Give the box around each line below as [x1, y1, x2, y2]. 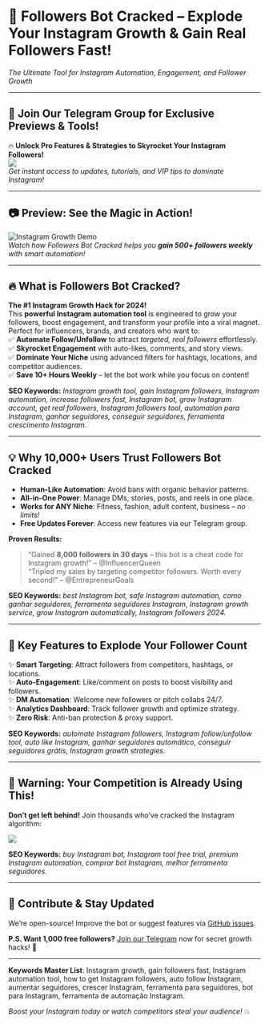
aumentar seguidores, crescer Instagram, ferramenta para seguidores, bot [8, 982, 254, 992]
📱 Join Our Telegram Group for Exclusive [8, 107, 215, 121]
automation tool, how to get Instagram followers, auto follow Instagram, [8, 974, 243, 983]
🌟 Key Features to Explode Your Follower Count [8, 638, 248, 652]
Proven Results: [8, 534, 62, 544]
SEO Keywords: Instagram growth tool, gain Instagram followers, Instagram [8, 386, 259, 396]
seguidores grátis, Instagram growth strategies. [8, 746, 166, 755]
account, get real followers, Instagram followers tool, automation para [8, 404, 240, 413]
